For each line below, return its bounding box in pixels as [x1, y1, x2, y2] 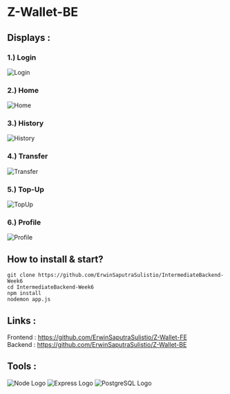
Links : [7, 314, 37, 326]
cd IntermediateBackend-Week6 [7, 284, 95, 291]
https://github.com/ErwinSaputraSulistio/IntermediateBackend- [37, 271, 224, 279]
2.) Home [7, 85, 39, 95]
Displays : [7, 32, 50, 44]
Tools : [7, 361, 37, 373]
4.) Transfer [7, 152, 48, 161]
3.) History [7, 118, 44, 128]
